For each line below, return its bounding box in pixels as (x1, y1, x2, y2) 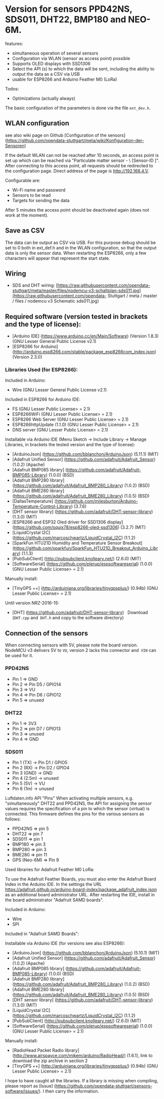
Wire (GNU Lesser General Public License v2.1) (12, 387, 107, 393)
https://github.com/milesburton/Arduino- (56, 498, 138, 504)
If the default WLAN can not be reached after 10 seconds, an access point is (5, 152, 159, 158)
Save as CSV (5, 226, 45, 235)
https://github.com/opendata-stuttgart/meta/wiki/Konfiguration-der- (6, 137, 144, 143)
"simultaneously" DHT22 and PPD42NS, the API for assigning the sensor (5, 800, 152, 806)
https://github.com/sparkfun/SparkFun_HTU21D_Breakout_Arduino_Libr (14, 545, 158, 551)
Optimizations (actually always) (12, 95, 76, 101)
